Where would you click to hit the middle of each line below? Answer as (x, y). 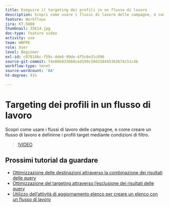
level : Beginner (22, 52)
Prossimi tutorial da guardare (52, 160)
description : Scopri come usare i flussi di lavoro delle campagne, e (81, 15)
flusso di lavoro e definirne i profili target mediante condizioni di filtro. (77, 134)
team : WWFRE (18, 43)
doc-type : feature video (31, 33)
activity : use (20, 38)
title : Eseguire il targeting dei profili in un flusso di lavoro (76, 10)
